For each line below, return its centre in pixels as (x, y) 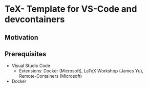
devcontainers (35, 19)
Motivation (21, 37)
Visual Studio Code (31, 66)
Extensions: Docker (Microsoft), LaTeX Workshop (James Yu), (81, 71)
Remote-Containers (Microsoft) (50, 76)
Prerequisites (25, 54)
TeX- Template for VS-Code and (71, 9)
